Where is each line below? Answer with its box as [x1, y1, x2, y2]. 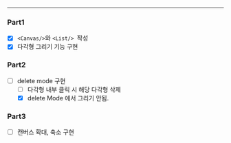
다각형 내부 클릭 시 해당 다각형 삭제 [27, 85, 122, 93]
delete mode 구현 [16, 76, 66, 85]
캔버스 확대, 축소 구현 [16, 128, 74, 136]
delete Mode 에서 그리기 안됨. [27, 93, 109, 102]
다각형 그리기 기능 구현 [16, 43, 78, 51]
